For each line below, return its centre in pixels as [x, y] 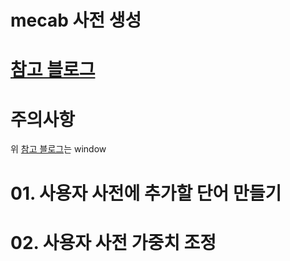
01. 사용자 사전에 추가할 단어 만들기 [146, 193]
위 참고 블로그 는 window [58, 149]
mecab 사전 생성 [76, 20]
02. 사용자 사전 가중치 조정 [113, 242]
